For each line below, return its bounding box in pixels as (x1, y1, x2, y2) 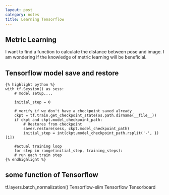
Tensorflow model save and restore (5, 69, 119, 77)
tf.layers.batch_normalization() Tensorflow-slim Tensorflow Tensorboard (5, 184, 156, 190)
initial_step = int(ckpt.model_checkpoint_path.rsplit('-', (23, 131, 152, 136)
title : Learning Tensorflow (5, 17, 65, 22)
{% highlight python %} (5, 82, 55, 87)
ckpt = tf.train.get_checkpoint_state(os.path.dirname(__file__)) (14, 113, 157, 118)
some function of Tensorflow (5, 171, 98, 179)
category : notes (5, 12, 39, 17)
